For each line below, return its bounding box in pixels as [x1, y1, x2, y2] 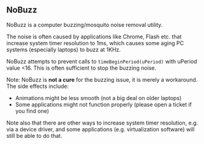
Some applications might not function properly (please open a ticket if [15, 101, 192, 108]
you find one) [15, 107, 50, 115]
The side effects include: [6, 82, 69, 90]
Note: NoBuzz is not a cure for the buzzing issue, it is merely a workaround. [6, 76, 198, 83]
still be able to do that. [6, 132, 62, 139]
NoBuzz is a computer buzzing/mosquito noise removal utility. [6, 21, 163, 28]
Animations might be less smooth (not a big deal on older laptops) [15, 94, 182, 101]
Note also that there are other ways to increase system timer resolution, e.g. [6, 119, 198, 126]
